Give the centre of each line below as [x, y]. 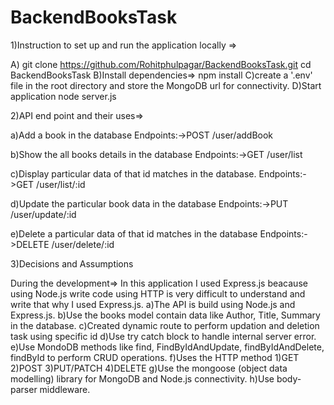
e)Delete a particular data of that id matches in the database [134, 233]
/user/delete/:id [83, 244]
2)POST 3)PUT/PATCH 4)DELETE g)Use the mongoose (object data [149, 368]
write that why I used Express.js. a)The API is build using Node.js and [153, 304]
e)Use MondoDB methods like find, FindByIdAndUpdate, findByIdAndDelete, [167, 347]
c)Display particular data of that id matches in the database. [133, 173]
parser [24, 389]
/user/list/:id [61, 184]
